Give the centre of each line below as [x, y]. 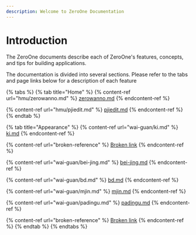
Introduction [37, 40]
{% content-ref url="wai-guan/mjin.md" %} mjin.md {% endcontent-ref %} [96, 191]
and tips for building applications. [46, 63]
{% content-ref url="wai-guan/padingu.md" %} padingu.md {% [82, 202]
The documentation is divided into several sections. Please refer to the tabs [97, 74]
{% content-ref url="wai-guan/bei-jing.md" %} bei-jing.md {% [81, 162]
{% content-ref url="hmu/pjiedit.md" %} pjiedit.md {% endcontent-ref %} [94, 110]
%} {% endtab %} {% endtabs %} [47, 226]
